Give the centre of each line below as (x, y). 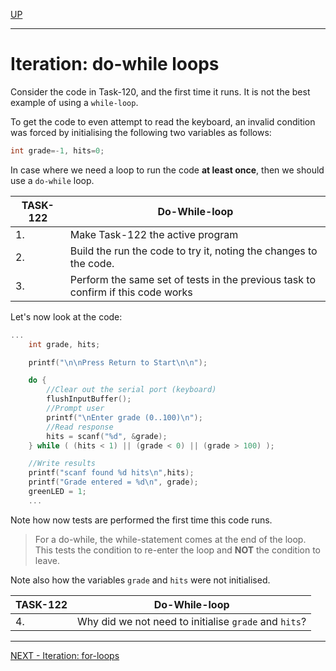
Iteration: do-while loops (115, 64)
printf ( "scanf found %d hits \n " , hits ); (111, 473)
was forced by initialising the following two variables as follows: (141, 132)
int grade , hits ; (64, 344)
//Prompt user (75, 409)
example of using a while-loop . (74, 102)
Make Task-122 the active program (154, 234)
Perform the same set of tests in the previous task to (192, 279)
